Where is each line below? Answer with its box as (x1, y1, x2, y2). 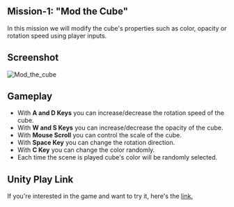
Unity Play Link (7, 174, 74, 185)
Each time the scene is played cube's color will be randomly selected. (17, 153, 218, 162)
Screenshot (7, 52, 59, 63)
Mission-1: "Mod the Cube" (7, 6, 129, 17)
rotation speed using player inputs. (7, 31, 107, 40)
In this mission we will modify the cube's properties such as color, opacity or (7, 24, 227, 32)
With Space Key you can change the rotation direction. (17, 139, 175, 147)
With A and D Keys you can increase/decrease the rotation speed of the (17, 109, 224, 117)
